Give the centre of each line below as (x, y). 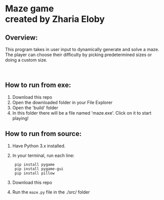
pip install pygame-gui (39, 169)
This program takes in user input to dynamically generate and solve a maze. (82, 49)
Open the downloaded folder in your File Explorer (62, 102)
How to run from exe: (38, 85)
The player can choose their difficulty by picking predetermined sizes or (79, 55)
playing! (20, 118)
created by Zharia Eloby (55, 19)
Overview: (21, 37)
